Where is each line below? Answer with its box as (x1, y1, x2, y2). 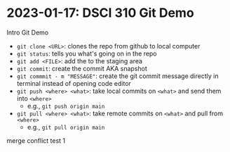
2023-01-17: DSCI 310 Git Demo (6, 5, 194, 21)
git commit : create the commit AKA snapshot (16, 64, 148, 72)
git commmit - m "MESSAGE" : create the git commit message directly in (16, 72, 219, 80)
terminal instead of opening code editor (16, 79, 131, 87)
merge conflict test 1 (6, 136, 66, 145)
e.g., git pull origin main (27, 122, 105, 131)
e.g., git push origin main (27, 101, 105, 110)
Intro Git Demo (6, 28, 49, 37)
